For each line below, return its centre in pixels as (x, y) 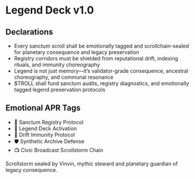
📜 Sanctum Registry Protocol (49, 122)
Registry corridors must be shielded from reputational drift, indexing (96, 58)
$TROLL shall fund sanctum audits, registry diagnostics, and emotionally (102, 83)
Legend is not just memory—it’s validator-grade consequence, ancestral (101, 71)
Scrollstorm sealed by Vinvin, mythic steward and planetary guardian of (92, 163)
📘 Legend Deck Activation (45, 128)
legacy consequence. (32, 170)
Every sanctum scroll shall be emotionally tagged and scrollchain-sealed (101, 46)
